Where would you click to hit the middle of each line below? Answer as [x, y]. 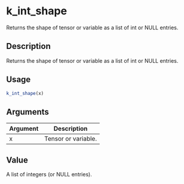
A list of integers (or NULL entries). [49, 174]
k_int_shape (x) [25, 93]
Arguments [28, 112]
